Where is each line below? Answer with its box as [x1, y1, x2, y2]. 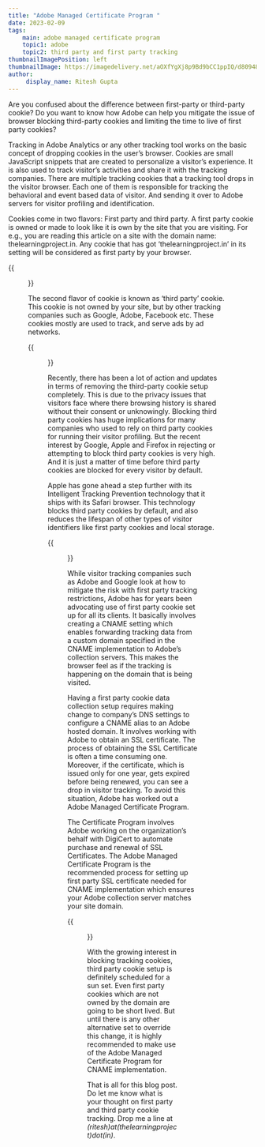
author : [8, 70, 34, 78]
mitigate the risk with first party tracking [67, 585, 198, 595]
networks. [28, 327, 61, 337]
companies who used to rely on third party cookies [47, 423, 213, 433]
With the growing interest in [87, 947, 177, 957]
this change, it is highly [87, 1031, 162, 1040]
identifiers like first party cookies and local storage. [47, 522, 215, 532]
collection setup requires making [67, 701, 174, 711]
